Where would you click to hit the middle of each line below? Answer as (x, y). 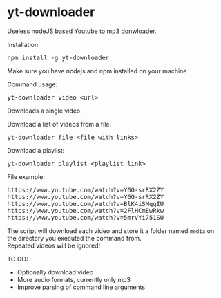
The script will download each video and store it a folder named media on (111, 231)
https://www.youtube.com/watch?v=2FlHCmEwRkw (86, 211)
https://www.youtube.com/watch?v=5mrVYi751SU (86, 217)
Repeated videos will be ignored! (54, 245)
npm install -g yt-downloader (58, 57)
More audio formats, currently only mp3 (74, 279)
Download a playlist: (36, 150)
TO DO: (18, 259)
